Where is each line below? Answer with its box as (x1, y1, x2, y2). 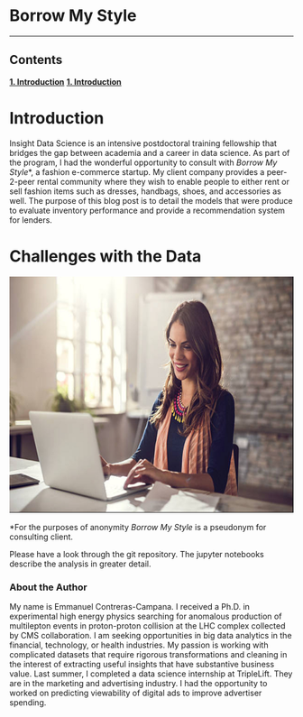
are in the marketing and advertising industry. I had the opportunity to (9, 677, 268, 688)
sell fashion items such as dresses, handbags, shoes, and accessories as (9, 186, 281, 197)
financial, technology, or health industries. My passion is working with (9, 639, 269, 650)
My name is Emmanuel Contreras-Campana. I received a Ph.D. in (9, 601, 251, 611)
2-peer (9, 176, 36, 187)
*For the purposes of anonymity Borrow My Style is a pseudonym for (9, 521, 267, 532)
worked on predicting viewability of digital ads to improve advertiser (9, 687, 262, 698)
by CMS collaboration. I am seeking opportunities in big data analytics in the (9, 630, 292, 640)
